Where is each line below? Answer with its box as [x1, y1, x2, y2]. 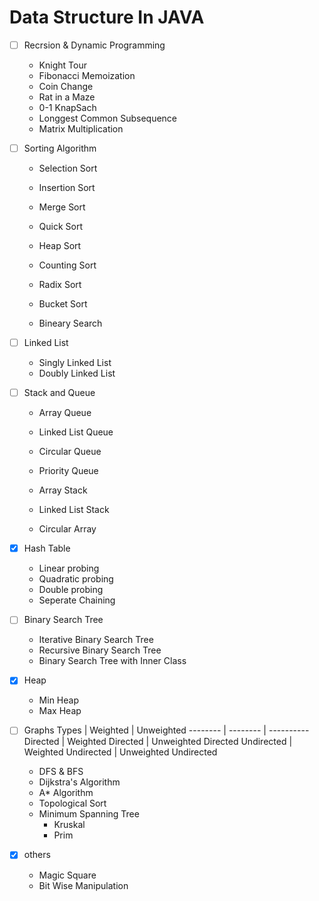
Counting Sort [38, 259, 97, 271]
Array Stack [38, 484, 88, 496]
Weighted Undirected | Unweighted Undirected [23, 746, 218, 758]
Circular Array [38, 523, 97, 535]
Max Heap [38, 705, 82, 717]
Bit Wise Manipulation [38, 879, 129, 891]
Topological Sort [38, 797, 107, 810]
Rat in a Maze [38, 91, 96, 103]
